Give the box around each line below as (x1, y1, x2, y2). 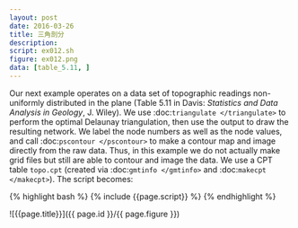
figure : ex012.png (9, 55, 78, 64)
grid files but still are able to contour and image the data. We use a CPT (9, 154, 274, 165)
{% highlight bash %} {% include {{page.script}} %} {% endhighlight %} (9, 190, 276, 202)
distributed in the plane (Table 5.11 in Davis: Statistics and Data (46, 97, 278, 108)
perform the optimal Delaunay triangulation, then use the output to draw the (9, 116, 289, 127)
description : (9, 38, 58, 48)
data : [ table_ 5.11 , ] (9, 64, 91, 73)
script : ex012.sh (9, 47, 74, 56)
